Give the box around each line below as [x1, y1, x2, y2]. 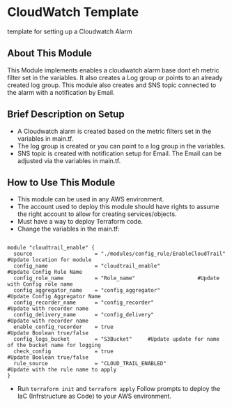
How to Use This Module [7, 176, 116, 188]
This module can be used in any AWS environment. [17, 195, 164, 203]
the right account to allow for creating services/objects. [17, 210, 177, 218]
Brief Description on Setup [7, 109, 125, 121]
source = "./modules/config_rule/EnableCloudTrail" [13, 250, 226, 258]
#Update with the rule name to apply [7, 367, 117, 374]
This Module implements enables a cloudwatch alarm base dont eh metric [7, 66, 219, 74]
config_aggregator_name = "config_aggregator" [13, 287, 160, 294]
